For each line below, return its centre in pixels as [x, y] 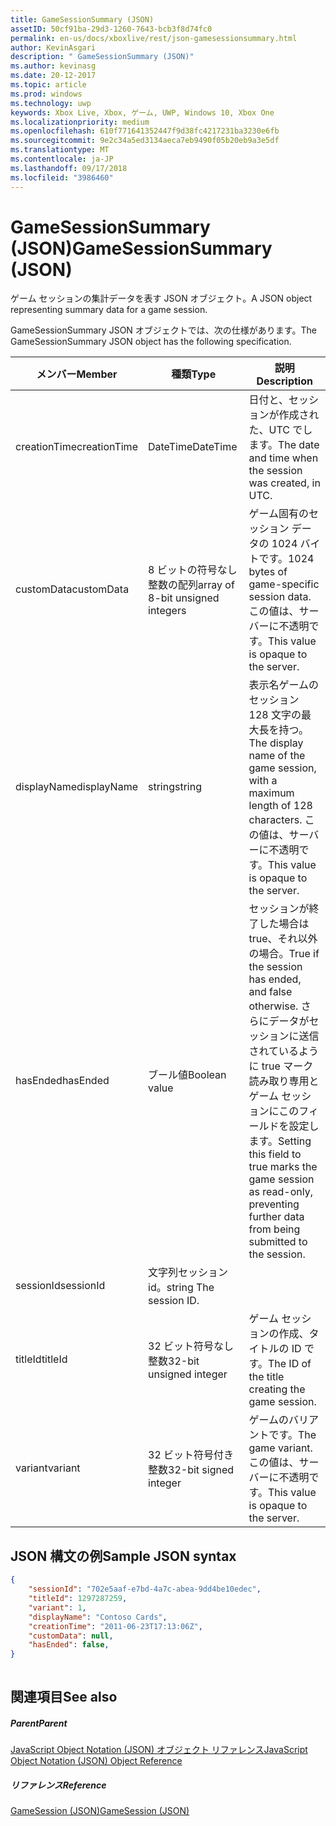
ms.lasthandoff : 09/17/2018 [69, 168]
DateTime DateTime [193, 447]
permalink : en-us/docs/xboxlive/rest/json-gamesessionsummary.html [154, 38]
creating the [277, 1389]
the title [266, 1377]
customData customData [72, 589]
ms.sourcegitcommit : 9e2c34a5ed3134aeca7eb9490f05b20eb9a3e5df [145, 141]
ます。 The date [284, 445]
